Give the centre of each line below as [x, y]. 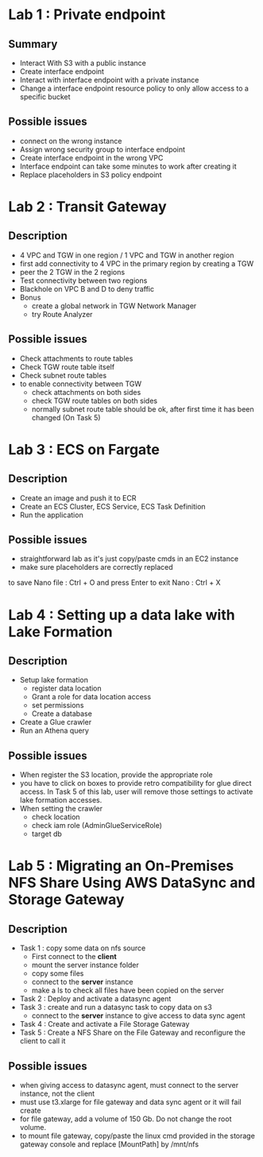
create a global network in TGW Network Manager [114, 306]
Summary [33, 44]
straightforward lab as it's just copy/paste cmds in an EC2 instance [129, 559]
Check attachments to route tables [76, 358]
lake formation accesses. [61, 800]
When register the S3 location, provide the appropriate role [116, 775]
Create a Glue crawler [56, 722]
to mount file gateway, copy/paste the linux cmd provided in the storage [137, 1136]
